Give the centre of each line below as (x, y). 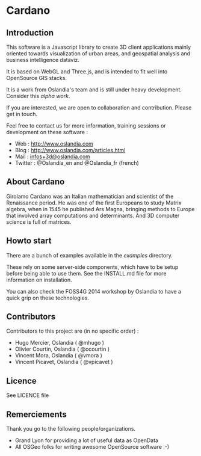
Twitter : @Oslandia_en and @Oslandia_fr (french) (77, 163)
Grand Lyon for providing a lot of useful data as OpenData (86, 440)
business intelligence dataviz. (43, 60)
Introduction (30, 33)
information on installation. (39, 280)
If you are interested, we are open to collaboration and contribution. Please (99, 108)
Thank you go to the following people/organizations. (71, 429)
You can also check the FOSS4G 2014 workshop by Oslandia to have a (94, 291)
